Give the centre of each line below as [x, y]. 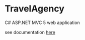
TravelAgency [35, 9]
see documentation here [30, 32]
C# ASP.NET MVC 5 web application [42, 22]
